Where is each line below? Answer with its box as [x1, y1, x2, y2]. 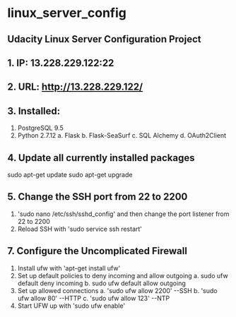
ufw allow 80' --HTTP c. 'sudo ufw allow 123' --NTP [17, 294, 170, 302]
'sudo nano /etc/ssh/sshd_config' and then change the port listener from [17, 210, 230, 218]
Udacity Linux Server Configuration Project [7, 33, 201, 45]
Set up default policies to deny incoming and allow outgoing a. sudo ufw [17, 271, 228, 280]
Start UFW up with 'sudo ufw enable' [17, 301, 126, 310]
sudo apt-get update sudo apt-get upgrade [7, 170, 133, 179]
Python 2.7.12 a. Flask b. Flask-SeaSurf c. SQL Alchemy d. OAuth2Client [17, 131, 227, 140]
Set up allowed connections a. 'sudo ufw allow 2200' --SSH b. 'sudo [17, 286, 218, 294]
